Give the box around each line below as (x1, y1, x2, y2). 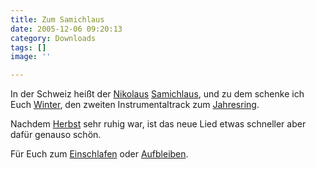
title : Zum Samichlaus (10, 14, 105, 25)
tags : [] (10, 42, 47, 53)
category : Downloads (10, 33, 97, 43)
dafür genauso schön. (10, 129, 102, 141)
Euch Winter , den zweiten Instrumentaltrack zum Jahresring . (10, 99, 260, 111)
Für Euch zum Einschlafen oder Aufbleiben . (10, 148, 189, 160)
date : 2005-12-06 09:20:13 (10, 24, 123, 34)
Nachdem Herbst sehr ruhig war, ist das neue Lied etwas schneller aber (10, 118, 307, 130)
